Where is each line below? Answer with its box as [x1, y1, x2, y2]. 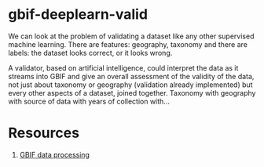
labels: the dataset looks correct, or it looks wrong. [8, 48, 173, 57]
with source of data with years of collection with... [8, 96, 170, 106]
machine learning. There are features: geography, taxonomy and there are [8, 39, 248, 49]
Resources [8, 124, 80, 142]
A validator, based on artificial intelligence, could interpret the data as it [8, 63, 239, 72]
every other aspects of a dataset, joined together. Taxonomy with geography [8, 88, 256, 97]
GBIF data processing [19, 150, 90, 159]
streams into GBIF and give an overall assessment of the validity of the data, [8, 71, 255, 81]
